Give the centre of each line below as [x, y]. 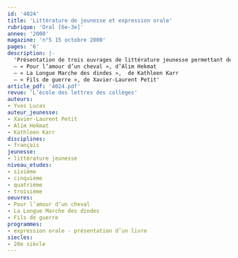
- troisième [25, 192]
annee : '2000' [28, 34]
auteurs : [20, 100]
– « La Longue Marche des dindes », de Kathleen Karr [96, 73]
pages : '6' [23, 47]
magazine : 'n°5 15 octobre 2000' [57, 40]
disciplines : [27, 139]
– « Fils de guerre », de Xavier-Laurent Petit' [87, 80]
